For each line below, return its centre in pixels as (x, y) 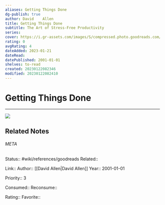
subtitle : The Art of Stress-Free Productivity (55, 28)
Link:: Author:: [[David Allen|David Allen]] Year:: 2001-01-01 (65, 169)
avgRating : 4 (18, 46)
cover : (12, 37)
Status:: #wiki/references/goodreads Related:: (52, 159)
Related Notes (27, 132)
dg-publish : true (23, 14)
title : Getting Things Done (34, 23)
